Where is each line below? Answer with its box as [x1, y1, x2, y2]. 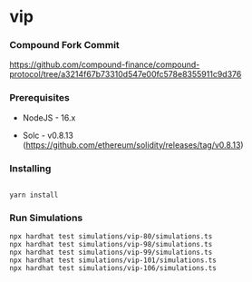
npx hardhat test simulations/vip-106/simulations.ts [9, 264, 218, 273]
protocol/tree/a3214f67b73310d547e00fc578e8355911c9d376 [9, 69, 242, 80]
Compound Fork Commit [9, 39, 120, 52]
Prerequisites [9, 92, 70, 104]
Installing [9, 161, 52, 174]
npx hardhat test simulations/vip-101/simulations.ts [9, 256, 218, 265]
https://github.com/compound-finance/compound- [9, 59, 200, 70]
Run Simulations [9, 211, 83, 224]
